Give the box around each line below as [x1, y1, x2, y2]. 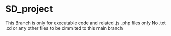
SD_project [5, 3, 53, 15]
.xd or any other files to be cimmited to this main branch [5, 25, 123, 31]
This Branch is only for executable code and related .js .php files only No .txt [5, 20, 166, 26]
